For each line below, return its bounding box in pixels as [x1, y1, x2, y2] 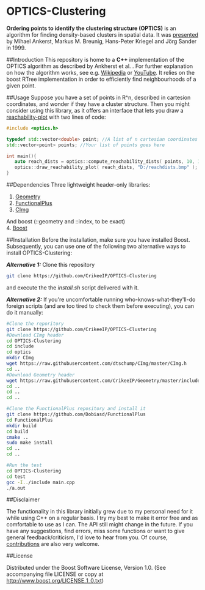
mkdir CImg [6, 355, 34, 361]
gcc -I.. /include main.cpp [6, 479, 75, 485]
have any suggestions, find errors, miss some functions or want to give [6, 528, 185, 535]
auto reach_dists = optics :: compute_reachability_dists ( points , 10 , [14, 159, 195, 165]
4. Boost [6, 225, 27, 232]
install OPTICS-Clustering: [6, 249, 72, 256]
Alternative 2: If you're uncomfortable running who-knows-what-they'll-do [6, 296, 196, 303]
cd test [6, 473, 26, 480]
